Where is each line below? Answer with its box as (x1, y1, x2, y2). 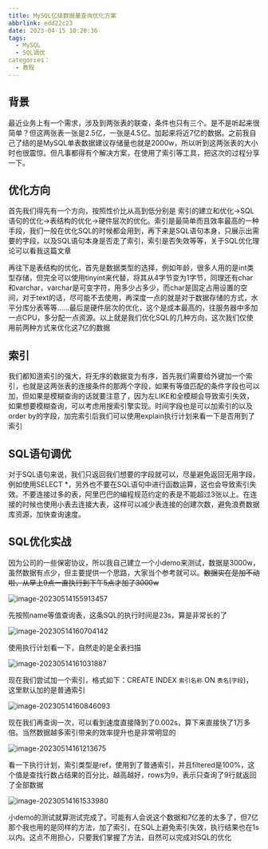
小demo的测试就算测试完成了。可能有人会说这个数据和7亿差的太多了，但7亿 (8, 812, 259, 822)
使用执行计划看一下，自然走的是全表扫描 (8, 642, 141, 652)
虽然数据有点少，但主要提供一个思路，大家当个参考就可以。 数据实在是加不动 (8, 568, 260, 577)
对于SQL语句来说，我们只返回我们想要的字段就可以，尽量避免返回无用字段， (8, 470, 260, 479)
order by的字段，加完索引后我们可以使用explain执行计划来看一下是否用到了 (8, 411, 255, 421)
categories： (8, 57, 50, 65)
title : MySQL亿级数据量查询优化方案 (8, 11, 117, 20)
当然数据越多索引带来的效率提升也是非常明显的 (22, 728, 176, 737)
